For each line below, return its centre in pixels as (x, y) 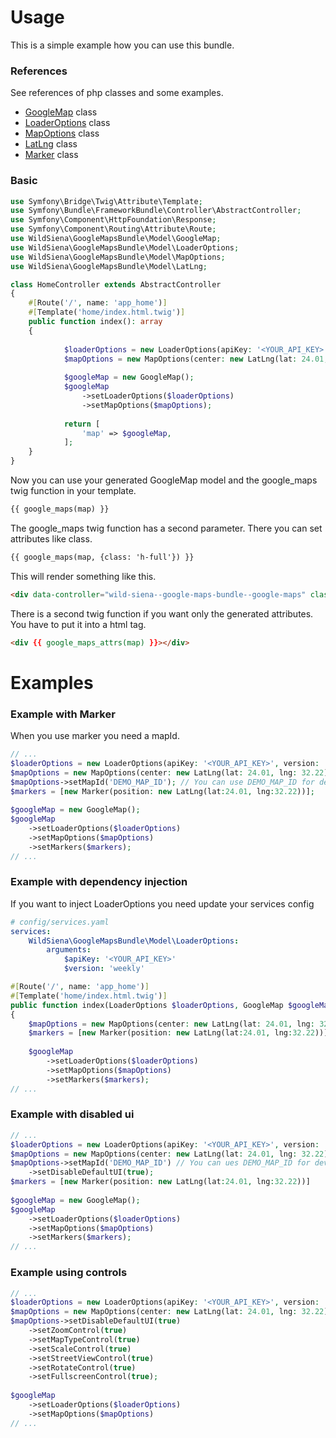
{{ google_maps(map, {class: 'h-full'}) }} (102, 557)
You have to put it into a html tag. (78, 624)
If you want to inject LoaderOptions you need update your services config (162, 903)
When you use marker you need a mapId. (95, 736)
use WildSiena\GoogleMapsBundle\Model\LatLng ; (109, 266)
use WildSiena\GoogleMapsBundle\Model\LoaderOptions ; (125, 247)
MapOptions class (62, 133)
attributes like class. (51, 538)
